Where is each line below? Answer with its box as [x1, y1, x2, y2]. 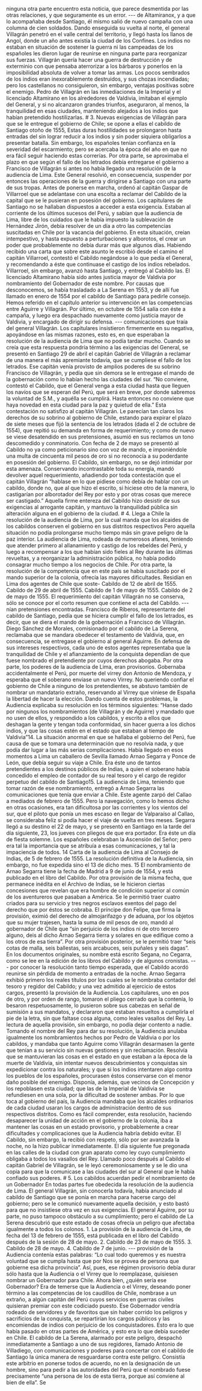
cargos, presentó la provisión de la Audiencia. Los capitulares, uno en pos [6, 989, 189, 996]
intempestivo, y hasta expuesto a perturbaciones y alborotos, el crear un [6, 235, 186, 242]
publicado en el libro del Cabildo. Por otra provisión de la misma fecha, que [6, 874, 192, 881]
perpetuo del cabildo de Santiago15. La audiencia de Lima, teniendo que [6, 778, 185, 785]
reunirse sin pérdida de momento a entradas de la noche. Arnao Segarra [6, 970, 186, 977]
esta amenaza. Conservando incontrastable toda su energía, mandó [6, 465, 174, 472]
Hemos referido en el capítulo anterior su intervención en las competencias [6, 299, 193, 306]
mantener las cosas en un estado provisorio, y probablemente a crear [6, 1123, 179, 1130]
